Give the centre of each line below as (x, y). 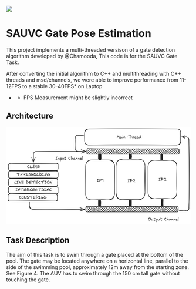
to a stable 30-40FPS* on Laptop (62, 86)
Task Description (38, 241)
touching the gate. (28, 280)
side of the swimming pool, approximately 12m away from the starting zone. (98, 267)
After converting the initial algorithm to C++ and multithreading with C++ (94, 73)
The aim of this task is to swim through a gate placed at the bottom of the (95, 254)
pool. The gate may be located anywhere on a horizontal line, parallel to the (97, 261)
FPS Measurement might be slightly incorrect (78, 98)
